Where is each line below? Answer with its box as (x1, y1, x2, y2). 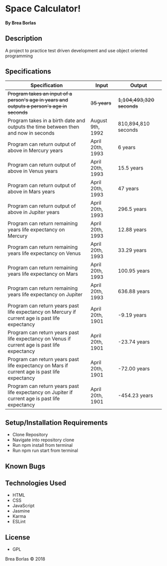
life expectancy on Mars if (7, 362, 69, 369)
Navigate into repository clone (12, 437, 75, 443)
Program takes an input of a (7, 90, 73, 97)
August (90, 117, 107, 124)
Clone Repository (12, 432, 48, 438)
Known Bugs (5, 462, 46, 470)
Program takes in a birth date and (7, 117, 85, 124)
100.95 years (117, 267, 150, 274)
